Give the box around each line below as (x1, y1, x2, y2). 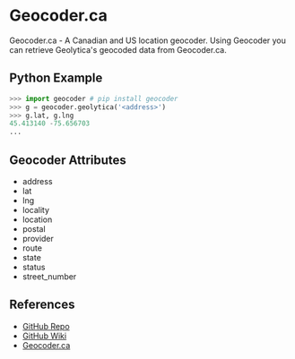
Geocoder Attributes (9, 152, 127, 167)
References (9, 297, 75, 312)
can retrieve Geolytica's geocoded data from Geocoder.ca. (9, 44, 227, 55)
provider (22, 233, 54, 244)
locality (22, 204, 50, 215)
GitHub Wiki (22, 330, 67, 341)
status (22, 261, 46, 272)
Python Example (9, 71, 103, 86)
